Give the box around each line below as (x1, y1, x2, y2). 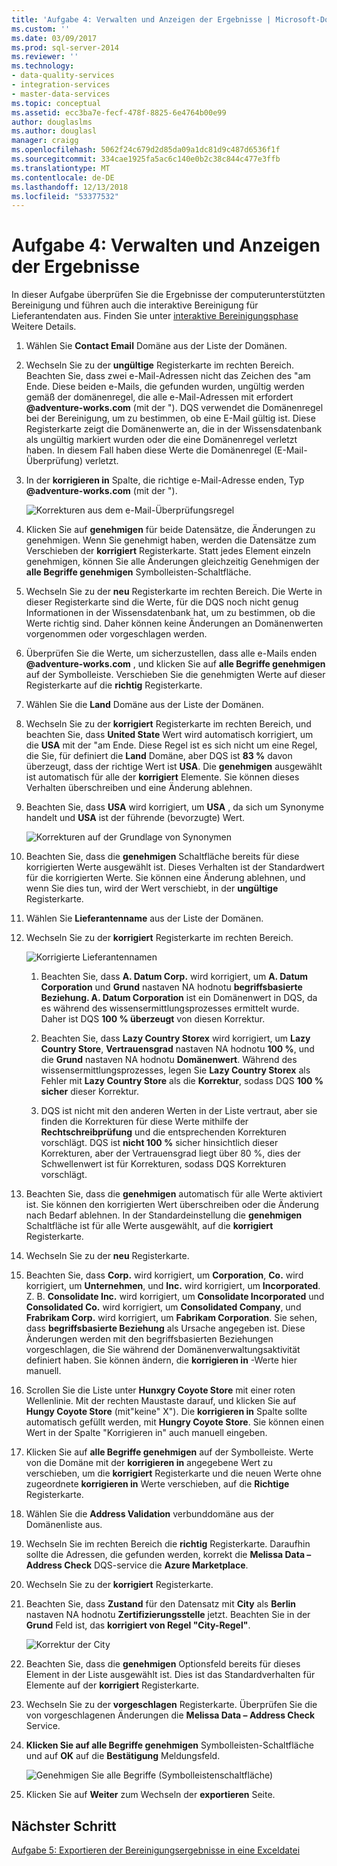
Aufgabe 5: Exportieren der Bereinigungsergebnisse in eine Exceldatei (11, 1844, 301, 1856)
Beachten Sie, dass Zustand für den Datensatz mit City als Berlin (25, 1598, 297, 1610)
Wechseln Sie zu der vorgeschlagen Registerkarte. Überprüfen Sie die (25, 1699, 318, 1711)
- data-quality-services (11, 71, 115, 81)
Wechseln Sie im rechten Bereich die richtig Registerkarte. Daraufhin (25, 1538, 311, 1550)
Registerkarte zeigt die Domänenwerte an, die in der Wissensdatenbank (25, 423, 323, 435)
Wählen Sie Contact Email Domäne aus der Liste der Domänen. (25, 340, 288, 352)
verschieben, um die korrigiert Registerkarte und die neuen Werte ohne (25, 1467, 322, 1480)
